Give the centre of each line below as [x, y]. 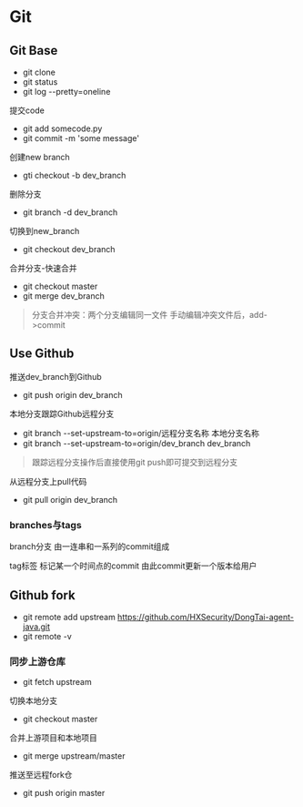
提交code [27, 110]
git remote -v [47, 636]
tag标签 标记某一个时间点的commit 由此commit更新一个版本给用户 [133, 566]
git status [40, 82]
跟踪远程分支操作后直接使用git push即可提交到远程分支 [135, 462]
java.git [36, 627]
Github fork [42, 595]
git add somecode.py [62, 128]
